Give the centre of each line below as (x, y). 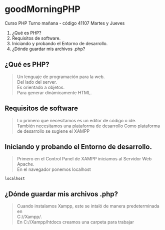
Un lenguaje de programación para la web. (61, 77)
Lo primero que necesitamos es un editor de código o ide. (76, 120)
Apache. (25, 164)
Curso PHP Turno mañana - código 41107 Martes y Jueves (65, 23)
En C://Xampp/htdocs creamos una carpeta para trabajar (75, 222)
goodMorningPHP (42, 9)
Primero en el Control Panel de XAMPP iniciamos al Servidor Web (84, 159)
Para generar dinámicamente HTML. (54, 92)
